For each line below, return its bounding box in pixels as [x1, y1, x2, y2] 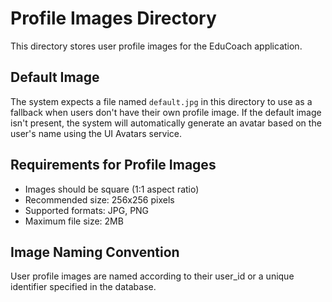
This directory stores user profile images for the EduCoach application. [10, 40, 303, 52]
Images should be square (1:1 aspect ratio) [24, 183, 200, 195]
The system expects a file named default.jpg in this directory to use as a [10, 95, 313, 107]
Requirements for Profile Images [10, 157, 217, 174]
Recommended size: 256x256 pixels [24, 193, 175, 206]
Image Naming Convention [10, 243, 180, 261]
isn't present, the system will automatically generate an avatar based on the [10, 117, 322, 129]
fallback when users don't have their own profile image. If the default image [10, 106, 322, 118]
